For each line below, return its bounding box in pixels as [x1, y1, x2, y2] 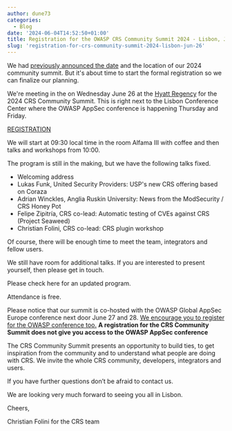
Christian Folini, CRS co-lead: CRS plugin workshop [17, 225, 164, 232]
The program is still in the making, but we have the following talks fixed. [7, 159, 211, 167]
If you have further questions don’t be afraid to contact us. [7, 377, 174, 385]
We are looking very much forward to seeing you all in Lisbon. [7, 391, 183, 398]
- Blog [13, 23, 32, 30]
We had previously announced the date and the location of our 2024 [7, 62, 202, 69]
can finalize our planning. [7, 76, 79, 84]
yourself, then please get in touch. [7, 266, 104, 274]
